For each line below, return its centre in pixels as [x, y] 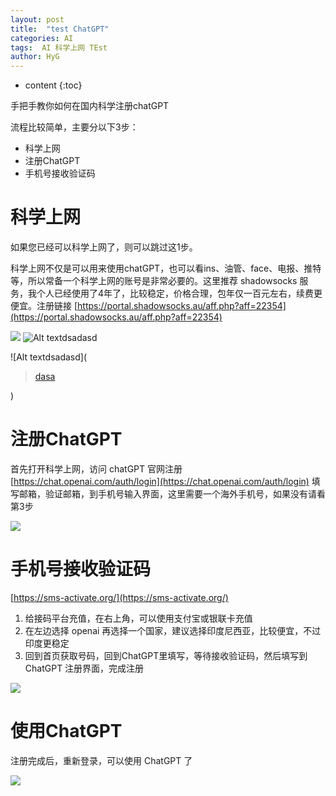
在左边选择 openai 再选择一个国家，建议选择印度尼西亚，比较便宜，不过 [173, 630]
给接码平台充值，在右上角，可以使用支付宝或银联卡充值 [138, 618]
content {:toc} [53, 85]
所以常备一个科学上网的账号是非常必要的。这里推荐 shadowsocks [162, 281]
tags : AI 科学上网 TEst [59, 47]
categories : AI [42, 38]
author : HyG [35, 57]
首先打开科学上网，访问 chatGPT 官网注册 [96, 469]
